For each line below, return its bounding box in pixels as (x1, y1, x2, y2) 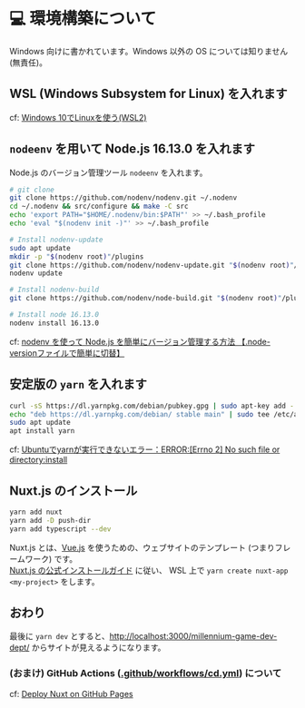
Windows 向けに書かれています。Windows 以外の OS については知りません (9, 45, 289, 56)
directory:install (9, 455, 68, 466)
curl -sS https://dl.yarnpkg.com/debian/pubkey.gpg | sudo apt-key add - (9, 401, 295, 410)
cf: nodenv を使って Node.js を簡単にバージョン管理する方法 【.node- (9, 336, 271, 347)
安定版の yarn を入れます (9, 377, 147, 392)
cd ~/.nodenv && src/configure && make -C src (9, 202, 189, 211)
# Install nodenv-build (9, 285, 100, 295)
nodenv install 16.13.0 (9, 319, 100, 328)
